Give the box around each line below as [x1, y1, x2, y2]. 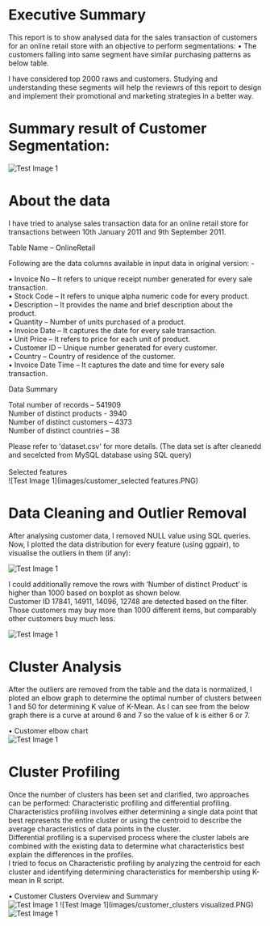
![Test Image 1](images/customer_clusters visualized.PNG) [60, 899, 254, 909]
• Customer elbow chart [8, 725, 89, 735]
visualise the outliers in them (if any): [8, 548, 131, 557]
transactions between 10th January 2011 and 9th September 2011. [8, 226, 226, 236]
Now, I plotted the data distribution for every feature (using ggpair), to [8, 539, 240, 549]
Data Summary [8, 384, 58, 394]
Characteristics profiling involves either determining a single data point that [8, 806, 258, 816]
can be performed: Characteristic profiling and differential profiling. [8, 798, 232, 808]
